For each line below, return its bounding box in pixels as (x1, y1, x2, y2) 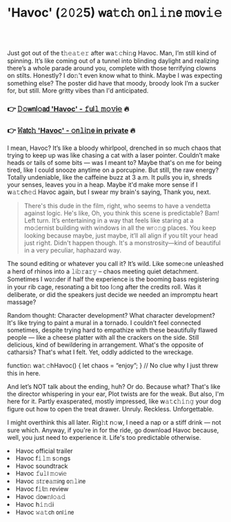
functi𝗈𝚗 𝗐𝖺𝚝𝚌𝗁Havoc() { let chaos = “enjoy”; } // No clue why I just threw (7, 361, 219, 370)
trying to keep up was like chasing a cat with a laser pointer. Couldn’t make (7, 151, 220, 159)
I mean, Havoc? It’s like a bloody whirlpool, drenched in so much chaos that (7, 144, 222, 153)
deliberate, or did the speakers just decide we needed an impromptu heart (7, 291, 219, 299)
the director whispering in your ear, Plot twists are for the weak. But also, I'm (7, 390, 225, 398)
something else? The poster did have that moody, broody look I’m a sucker (7, 79, 219, 87)
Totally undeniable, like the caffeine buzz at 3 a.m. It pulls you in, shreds (7, 173, 212, 182)
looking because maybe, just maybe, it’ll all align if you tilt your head (23, 231, 219, 240)
